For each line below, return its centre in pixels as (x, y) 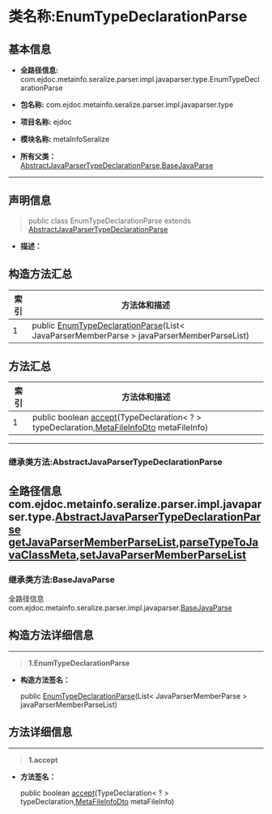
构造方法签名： (45, 679)
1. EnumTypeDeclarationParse (79, 663)
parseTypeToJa (219, 542)
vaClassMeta (42, 555)
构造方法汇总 (40, 274)
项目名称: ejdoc (46, 122)
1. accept (43, 760)
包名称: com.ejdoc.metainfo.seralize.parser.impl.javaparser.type (127, 105)
